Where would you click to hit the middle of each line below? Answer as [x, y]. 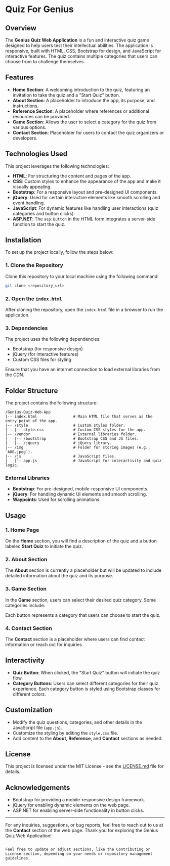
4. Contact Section [29, 628]
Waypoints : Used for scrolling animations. [56, 499]
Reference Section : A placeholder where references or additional [81, 111]
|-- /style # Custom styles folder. [65, 426]
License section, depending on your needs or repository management [79, 854]
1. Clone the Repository [34, 265]
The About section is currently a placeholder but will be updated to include [83, 570]
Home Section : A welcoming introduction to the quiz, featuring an [81, 89]
